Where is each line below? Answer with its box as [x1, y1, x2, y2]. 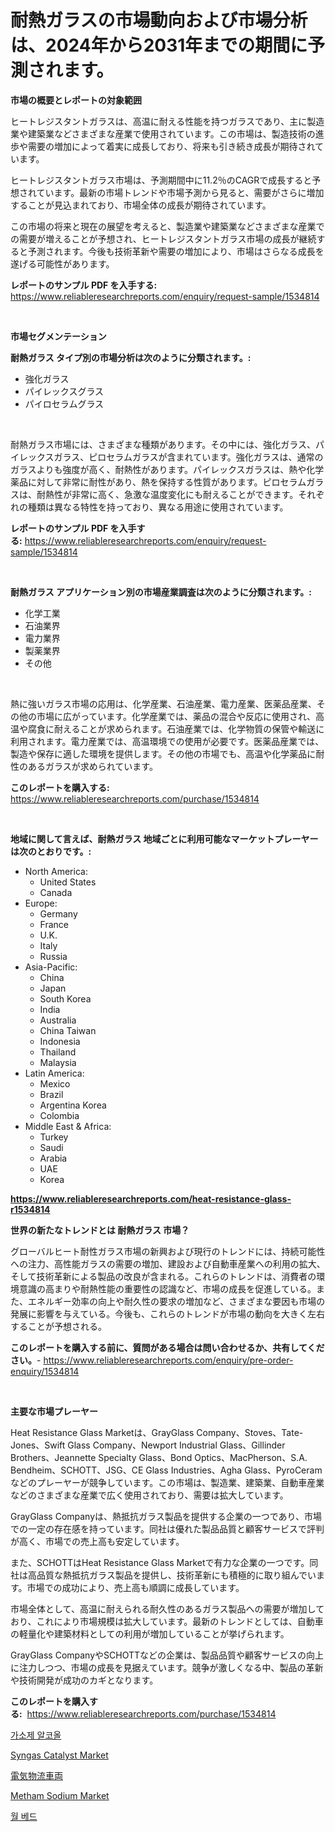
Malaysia [39, 1056, 77, 1068]
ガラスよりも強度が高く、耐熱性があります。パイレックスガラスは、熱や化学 [10, 463, 325, 475]
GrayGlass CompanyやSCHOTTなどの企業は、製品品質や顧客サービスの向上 [10, 1649, 325, 1661]
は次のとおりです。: [10, 845, 92, 857]
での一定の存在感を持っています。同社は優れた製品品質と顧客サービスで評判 [10, 1522, 325, 1535]
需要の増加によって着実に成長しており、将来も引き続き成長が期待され [27, 140, 316, 152]
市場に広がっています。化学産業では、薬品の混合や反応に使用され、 [36, 710, 317, 722]
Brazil [39, 1088, 64, 1100]
